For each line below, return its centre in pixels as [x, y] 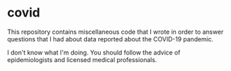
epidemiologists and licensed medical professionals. [82, 59]
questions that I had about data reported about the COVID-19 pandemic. [110, 39]
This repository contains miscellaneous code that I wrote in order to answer [115, 32]
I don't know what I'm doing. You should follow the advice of [94, 52]
